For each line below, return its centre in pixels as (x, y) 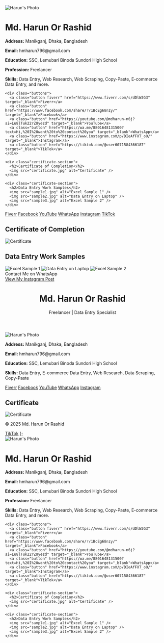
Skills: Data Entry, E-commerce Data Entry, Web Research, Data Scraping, (80, 373)
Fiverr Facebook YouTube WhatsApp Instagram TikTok (60, 214)
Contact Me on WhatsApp (31, 274)
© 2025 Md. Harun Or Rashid (35, 424)
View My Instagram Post (30, 279)
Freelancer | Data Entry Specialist (82, 312)
